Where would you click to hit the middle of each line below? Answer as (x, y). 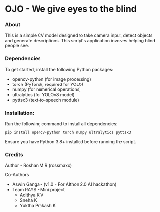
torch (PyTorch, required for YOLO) (48, 84)
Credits (14, 154)
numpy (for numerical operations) (46, 89)
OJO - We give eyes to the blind (71, 9)
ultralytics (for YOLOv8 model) (43, 94)
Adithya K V (32, 195)
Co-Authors (17, 175)
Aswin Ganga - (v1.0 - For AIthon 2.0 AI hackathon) (64, 184)
